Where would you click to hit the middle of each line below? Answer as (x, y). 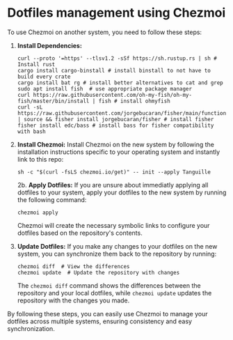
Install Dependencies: (49, 45)
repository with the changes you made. (73, 300)
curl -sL (30, 107)
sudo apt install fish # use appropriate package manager (105, 88)
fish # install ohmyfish (134, 101)
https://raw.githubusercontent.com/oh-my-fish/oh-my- (113, 95)
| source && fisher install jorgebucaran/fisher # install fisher (115, 119)
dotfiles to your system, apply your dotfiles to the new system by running (122, 192)
